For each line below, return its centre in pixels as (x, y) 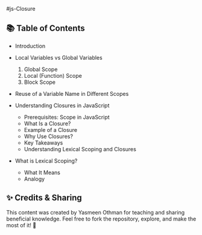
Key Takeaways (43, 143)
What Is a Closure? (47, 124)
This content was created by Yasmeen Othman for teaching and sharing (96, 212)
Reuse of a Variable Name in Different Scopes (72, 93)
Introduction (30, 46)
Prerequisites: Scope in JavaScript (67, 117)
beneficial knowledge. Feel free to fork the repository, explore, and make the (101, 219)
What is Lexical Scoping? (46, 161)
